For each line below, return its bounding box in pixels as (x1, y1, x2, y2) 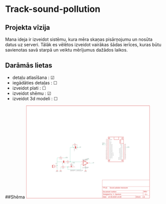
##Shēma (5, 194, 25, 200)
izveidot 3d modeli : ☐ (12, 95, 58, 101)
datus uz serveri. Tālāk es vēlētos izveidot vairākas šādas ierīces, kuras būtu (5, 42, 162, 48)
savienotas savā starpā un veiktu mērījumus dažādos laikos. (5, 47, 128, 53)
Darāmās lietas (5, 61, 53, 70)
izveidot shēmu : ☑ (12, 90, 52, 96)
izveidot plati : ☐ (12, 85, 46, 91)
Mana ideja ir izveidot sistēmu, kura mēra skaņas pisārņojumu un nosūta (5, 36, 153, 42)
